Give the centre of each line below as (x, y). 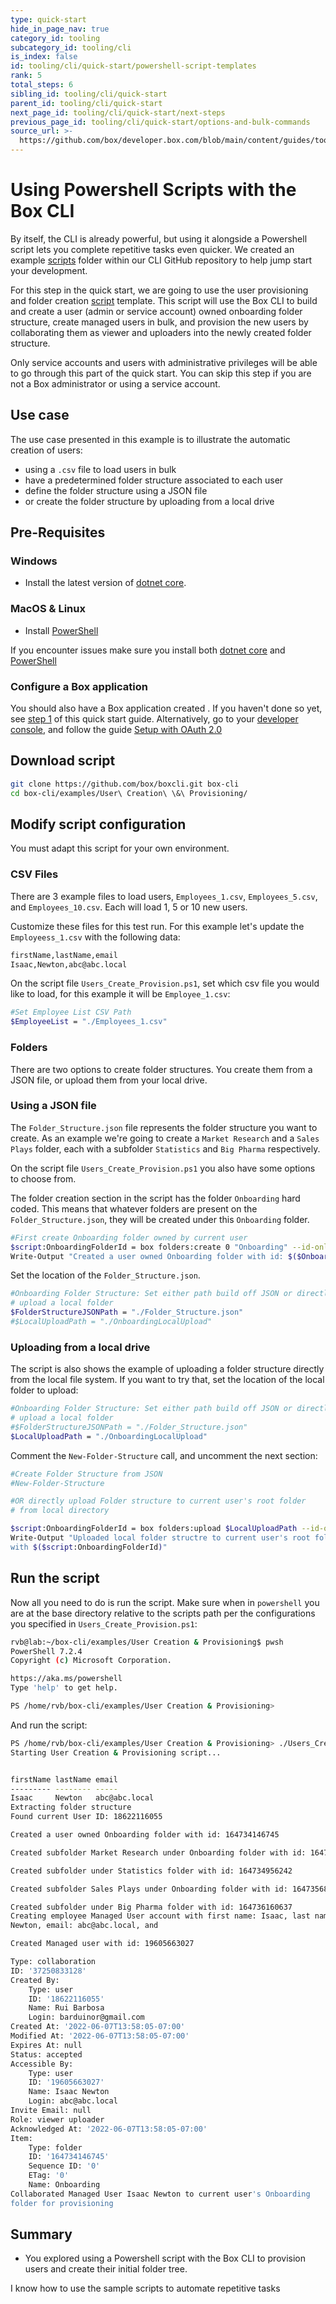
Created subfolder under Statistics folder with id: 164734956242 (151, 1871)
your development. (49, 270)
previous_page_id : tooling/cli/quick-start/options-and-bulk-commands (160, 122)
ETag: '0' (49, 2176)
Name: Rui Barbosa (66, 2008)
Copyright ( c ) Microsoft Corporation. (91, 1661)
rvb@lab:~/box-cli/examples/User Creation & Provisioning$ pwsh (147, 1642)
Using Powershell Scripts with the (153, 190)
